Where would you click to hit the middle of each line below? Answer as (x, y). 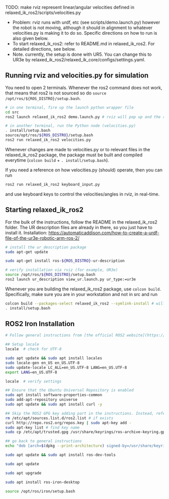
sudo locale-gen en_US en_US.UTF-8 (43, 363)
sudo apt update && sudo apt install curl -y (54, 405)
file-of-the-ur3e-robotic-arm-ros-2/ (42, 238)
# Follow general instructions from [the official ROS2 (65, 335)
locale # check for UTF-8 (33, 349)
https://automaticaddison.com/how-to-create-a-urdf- (104, 233)
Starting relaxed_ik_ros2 (45, 210)
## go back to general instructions (44, 441)
